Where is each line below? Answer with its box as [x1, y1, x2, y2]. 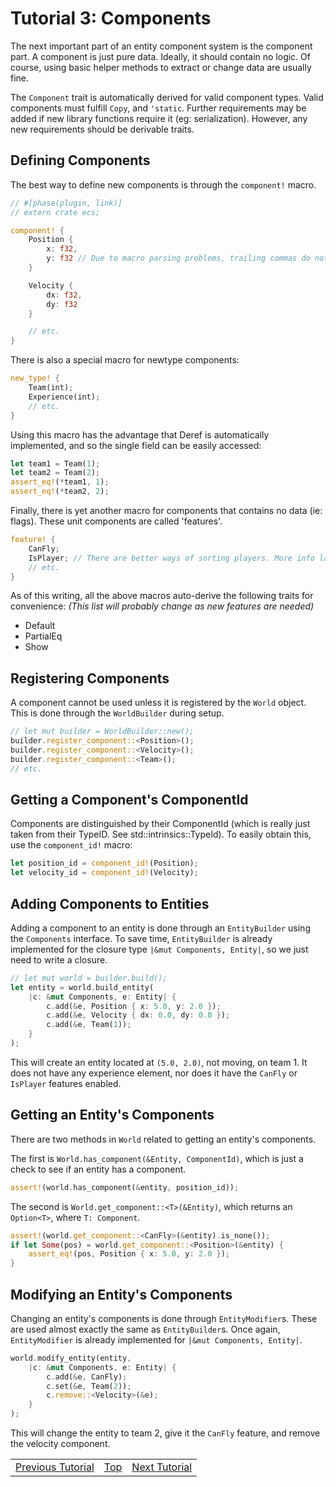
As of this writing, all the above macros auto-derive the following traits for [10, 590, 314, 602]
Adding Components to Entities [10, 895, 210, 912]
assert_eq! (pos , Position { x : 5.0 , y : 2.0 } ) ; [28, 1249, 230, 1259]
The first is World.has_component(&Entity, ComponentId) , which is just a [10, 1152, 304, 1164]
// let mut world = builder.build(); [10, 973, 168, 983]
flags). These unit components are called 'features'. [10, 515, 223, 527]
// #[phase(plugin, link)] [10, 198, 123, 208]
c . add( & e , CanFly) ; [46, 1372, 128, 1382]
